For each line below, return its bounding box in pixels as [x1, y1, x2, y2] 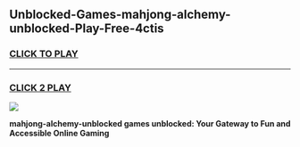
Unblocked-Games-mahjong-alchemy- [9, 7, 231, 22]
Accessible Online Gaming [9, 127, 110, 138]
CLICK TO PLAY [9, 48, 79, 61]
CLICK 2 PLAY [9, 81, 71, 94]
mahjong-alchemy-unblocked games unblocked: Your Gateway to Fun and [9, 118, 291, 128]
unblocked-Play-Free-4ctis [9, 21, 164, 37]
